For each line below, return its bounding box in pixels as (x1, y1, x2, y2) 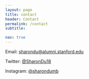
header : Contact (5, 16, 39, 21)
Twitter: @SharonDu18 (5, 58, 51, 64)
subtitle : (5, 26, 26, 31)
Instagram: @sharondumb (5, 68, 59, 74)
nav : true (5, 35, 26, 40)
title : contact (5, 12, 37, 17)
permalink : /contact (5, 21, 48, 26)
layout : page (5, 7, 32, 12)
